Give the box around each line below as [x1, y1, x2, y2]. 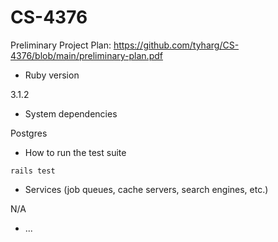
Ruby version [24, 69, 80, 81]
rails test [10, 166, 56, 176]
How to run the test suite [24, 146, 127, 158]
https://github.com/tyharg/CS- [113, 39, 240, 51]
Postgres [10, 127, 48, 139]
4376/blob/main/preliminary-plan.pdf [10, 49, 163, 61]
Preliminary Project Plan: [10, 39, 112, 51]
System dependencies [24, 107, 118, 120]
